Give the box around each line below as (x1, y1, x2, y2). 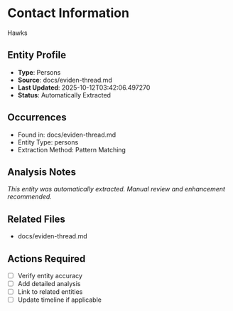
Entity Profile (7, 49, 66, 61)
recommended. (7, 192, 52, 201)
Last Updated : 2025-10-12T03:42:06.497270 (17, 83, 151, 92)
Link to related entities (17, 288, 83, 296)
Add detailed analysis (17, 280, 81, 288)
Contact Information (7, 5, 130, 21)
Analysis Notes (7, 166, 77, 178)
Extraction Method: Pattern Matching (17, 145, 126, 154)
